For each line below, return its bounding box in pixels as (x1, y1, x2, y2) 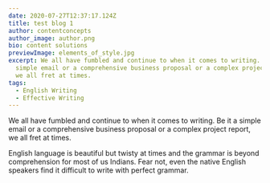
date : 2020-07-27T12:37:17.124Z (8, 11, 117, 20)
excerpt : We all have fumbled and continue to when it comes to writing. (8, 57, 261, 65)
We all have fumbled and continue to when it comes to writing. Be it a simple (8, 116, 261, 125)
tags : (8, 79, 27, 87)
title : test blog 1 (8, 19, 74, 27)
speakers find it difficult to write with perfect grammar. (8, 165, 189, 175)
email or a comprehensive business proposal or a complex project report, (8, 124, 252, 134)
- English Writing (15, 86, 78, 95)
